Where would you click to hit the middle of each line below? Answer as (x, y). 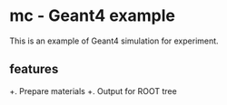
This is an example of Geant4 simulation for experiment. (114, 41)
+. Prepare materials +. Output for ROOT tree (93, 91)
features (34, 69)
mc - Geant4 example (92, 16)
